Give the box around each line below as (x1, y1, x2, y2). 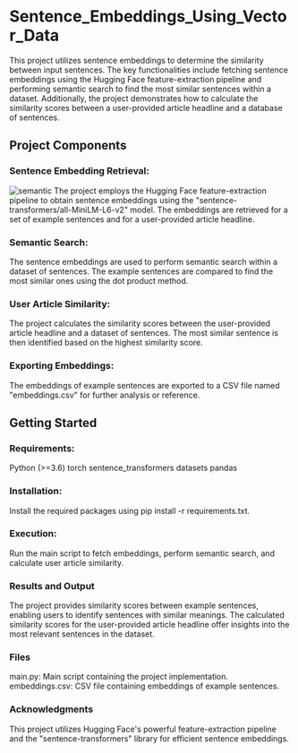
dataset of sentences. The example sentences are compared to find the (9, 266, 274, 277)
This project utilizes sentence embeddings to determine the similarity (9, 55, 264, 65)
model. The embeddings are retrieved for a (129, 204, 288, 215)
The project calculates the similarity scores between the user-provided (9, 318, 271, 329)
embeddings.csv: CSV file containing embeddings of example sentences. (9, 680, 280, 691)
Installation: (9, 485, 63, 498)
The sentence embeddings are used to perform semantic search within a (9, 256, 278, 267)
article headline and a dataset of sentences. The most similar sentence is (9, 328, 279, 338)
